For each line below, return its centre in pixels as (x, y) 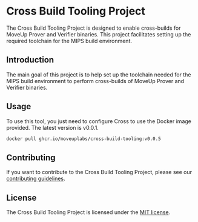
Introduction (30, 60)
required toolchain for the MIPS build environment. (69, 41)
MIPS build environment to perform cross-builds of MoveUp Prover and (95, 81)
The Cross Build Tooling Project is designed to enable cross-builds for (94, 28)
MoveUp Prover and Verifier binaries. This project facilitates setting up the (99, 34)
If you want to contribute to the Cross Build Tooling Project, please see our (99, 172)
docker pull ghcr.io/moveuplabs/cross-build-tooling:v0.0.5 (84, 139)
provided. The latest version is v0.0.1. (52, 127)
